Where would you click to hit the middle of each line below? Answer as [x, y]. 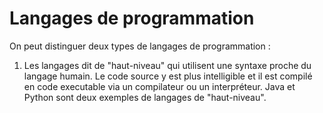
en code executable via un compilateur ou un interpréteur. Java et [159, 86]
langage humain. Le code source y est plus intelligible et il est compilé [168, 76]
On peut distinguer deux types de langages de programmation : [140, 46]
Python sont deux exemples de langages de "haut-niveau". [145, 97]
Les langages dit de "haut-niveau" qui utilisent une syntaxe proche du [167, 65]
